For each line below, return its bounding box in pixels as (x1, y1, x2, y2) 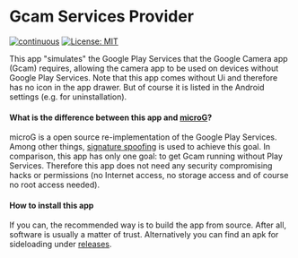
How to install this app (9, 200, 94, 211)
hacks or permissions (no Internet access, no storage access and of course (9, 170, 289, 181)
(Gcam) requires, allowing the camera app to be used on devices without (9, 63, 279, 73)
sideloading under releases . (9, 239, 112, 250)
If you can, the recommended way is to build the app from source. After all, (9, 219, 287, 230)
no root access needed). (9, 179, 101, 190)
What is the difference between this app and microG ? (9, 112, 213, 123)
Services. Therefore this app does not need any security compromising (9, 160, 273, 171)
